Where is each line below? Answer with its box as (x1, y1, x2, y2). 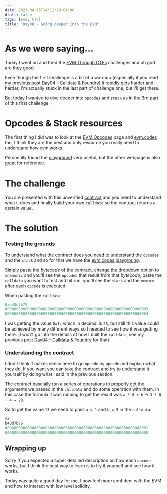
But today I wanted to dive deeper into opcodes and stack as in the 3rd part (5, 95, 158, 101)
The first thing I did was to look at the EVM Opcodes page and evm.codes (5, 134, 157, 140)
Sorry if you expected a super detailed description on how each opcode (5, 457, 151, 463)
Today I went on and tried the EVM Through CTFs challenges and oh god (5, 60, 156, 66)
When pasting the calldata (5, 292, 61, 298)
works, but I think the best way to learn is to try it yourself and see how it (5, 462, 155, 469)
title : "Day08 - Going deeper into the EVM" (5, 21, 99, 27)
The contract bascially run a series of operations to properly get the (5, 381, 145, 387)
